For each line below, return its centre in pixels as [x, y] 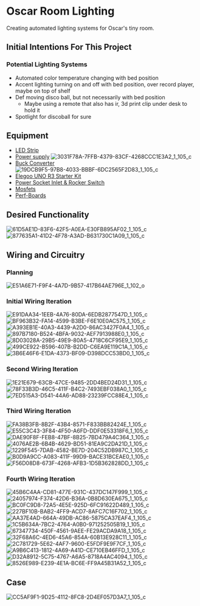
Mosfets [25, 189]
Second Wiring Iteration [42, 369]
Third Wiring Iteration [39, 411]
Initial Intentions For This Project [69, 47]
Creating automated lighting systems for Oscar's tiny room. [80, 28]
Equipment [27, 136]
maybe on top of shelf [43, 91]
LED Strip [27, 150]
